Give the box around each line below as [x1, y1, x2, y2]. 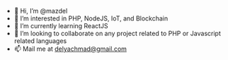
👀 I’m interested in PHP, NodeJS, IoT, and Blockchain [13, 14, 169, 23]
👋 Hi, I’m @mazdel [13, 7, 68, 15]
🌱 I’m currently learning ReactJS [13, 22, 108, 30]
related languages [13, 37, 67, 45]
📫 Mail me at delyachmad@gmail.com [13, 44, 127, 53]
